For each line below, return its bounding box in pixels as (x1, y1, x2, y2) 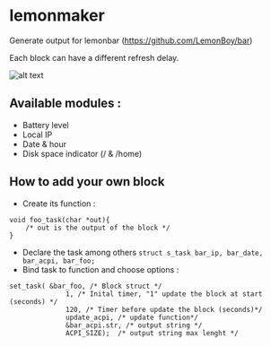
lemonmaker (9, 5, 105, 26)
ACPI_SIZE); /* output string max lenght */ (66, 328, 240, 337)
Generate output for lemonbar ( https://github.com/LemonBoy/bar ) (9, 35, 253, 46)
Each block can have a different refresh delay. (9, 52, 179, 63)
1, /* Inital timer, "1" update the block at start (66, 289, 263, 299)
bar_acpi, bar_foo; (22, 256, 96, 265)
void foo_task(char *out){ (9, 215, 110, 224)
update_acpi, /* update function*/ (66, 313, 199, 322)
